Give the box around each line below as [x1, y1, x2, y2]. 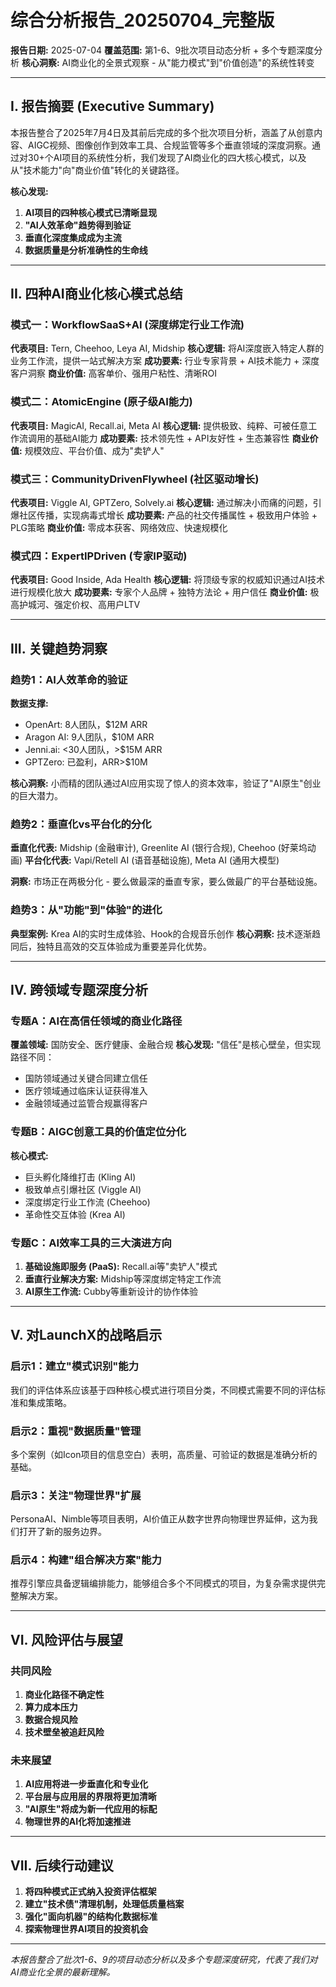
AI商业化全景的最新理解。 [10, 1966, 116, 1978]
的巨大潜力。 [10, 790, 63, 802]
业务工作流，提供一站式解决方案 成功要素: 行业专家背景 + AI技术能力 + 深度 [10, 355, 320, 367]
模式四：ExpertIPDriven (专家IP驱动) [10, 549, 188, 563]
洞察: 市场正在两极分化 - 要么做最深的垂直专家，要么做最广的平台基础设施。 [10, 876, 323, 888]
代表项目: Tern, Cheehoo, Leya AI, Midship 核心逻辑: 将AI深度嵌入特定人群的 [10, 342, 325, 355]
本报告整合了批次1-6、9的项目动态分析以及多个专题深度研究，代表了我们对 [10, 1954, 318, 1966]
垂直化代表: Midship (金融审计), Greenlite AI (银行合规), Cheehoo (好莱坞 [10, 842, 308, 854]
